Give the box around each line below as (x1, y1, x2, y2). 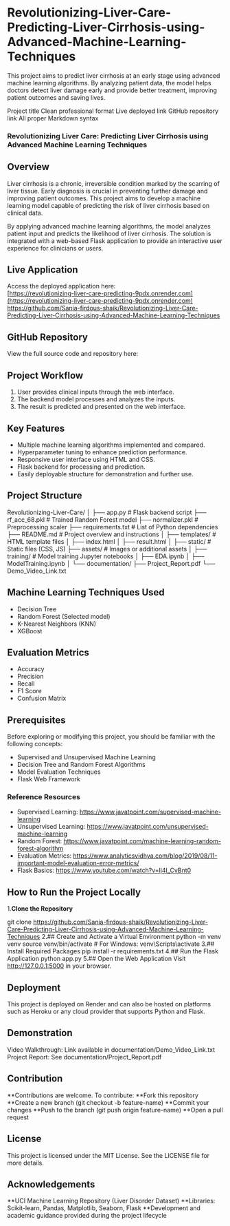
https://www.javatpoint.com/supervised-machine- (79, 807, 222, 816)
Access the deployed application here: (7, 282, 116, 290)
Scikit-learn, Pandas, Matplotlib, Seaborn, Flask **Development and (7, 1204, 201, 1212)
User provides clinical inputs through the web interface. (16, 388, 175, 397)
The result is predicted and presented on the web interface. (16, 403, 186, 411)
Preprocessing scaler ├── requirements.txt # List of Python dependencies (7, 522, 218, 531)
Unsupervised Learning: (16, 823, 86, 831)
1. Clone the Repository (7, 905, 73, 913)
